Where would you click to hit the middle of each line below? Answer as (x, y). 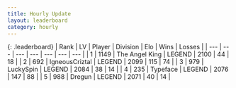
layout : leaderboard (38, 20)
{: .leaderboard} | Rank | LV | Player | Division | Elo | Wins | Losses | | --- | (114, 47)
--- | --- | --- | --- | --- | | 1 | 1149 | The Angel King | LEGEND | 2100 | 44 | (122, 54)
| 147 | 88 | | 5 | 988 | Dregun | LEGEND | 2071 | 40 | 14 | (89, 77)
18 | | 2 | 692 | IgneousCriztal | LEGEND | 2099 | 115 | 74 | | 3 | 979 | (106, 62)
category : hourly (33, 27)
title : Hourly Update (39, 14)
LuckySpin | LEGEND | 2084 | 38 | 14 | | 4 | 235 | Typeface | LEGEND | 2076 (118, 69)
